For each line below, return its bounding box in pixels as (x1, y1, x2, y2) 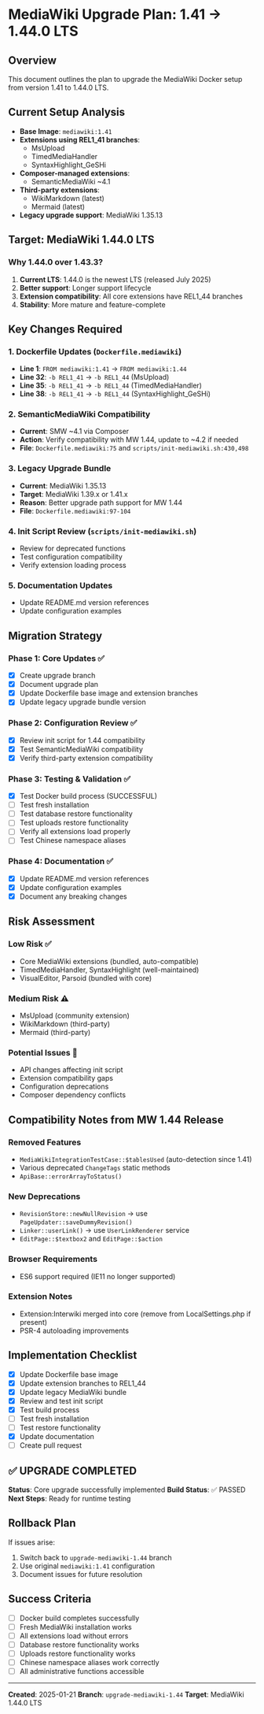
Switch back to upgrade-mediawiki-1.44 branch (19, 1553, 172, 1562)
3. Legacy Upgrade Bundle (8, 463, 112, 474)
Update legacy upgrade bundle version (19, 697, 147, 707)
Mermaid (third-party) (19, 1027, 91, 1037)
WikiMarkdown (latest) (31, 193, 104, 202)
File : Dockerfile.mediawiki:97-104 (19, 506, 131, 515)
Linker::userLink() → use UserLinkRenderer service (19, 1226, 190, 1235)
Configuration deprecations (19, 1081, 109, 1092)
